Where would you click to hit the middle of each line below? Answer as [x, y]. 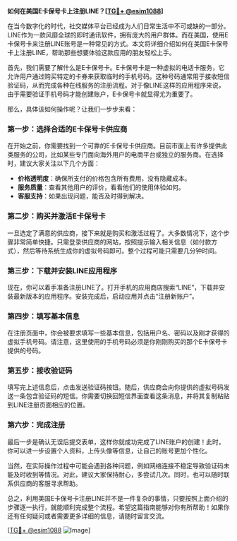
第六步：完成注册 [36, 425]
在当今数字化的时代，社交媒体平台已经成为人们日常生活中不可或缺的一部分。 [119, 26]
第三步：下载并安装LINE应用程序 [62, 270]
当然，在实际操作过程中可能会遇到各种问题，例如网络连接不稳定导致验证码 [115, 465]
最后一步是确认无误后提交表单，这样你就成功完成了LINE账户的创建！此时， [116, 441]
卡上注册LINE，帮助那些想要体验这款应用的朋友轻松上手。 [91, 53]
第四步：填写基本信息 [43, 316]
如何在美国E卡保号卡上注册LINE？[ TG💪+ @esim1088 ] [85, 11]
